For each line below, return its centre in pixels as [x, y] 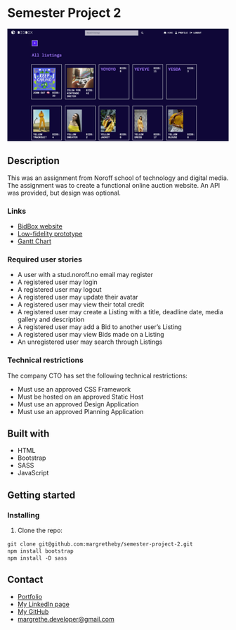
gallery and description [51, 320]
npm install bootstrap [40, 551]
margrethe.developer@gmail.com [66, 619]
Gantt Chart [34, 241]
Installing [24, 515]
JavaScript [33, 473]
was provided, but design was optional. [64, 193]
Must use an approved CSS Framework [74, 389]
